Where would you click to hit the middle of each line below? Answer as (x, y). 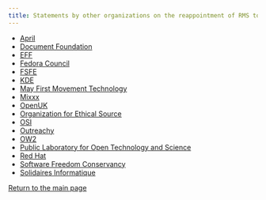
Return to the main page (47, 187)
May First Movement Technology (73, 89)
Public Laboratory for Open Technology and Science (105, 147)
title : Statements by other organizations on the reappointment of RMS (129, 15)
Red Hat (33, 156)
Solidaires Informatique (58, 172)
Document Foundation (56, 46)
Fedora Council (44, 63)
